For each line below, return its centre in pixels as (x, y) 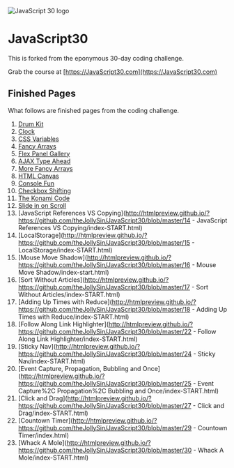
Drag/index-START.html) (53, 413)
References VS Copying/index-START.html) (80, 227)
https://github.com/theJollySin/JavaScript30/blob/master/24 (105, 354)
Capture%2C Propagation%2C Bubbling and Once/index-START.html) (118, 391)
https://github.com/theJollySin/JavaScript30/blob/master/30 (105, 450)
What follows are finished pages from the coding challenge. (94, 110)
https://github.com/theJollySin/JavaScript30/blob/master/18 (104, 309)
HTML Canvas (38, 176)
